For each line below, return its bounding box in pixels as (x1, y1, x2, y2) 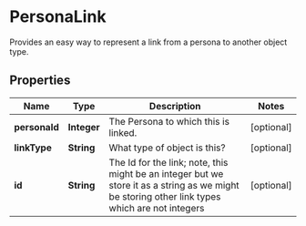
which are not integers (108, 201, 205, 214)
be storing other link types (108, 190, 221, 202)
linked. (108, 126, 138, 139)
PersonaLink (9, 6, 107, 27)
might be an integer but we (108, 167, 224, 180)
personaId (14, 120, 59, 133)
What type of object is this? (108, 141, 226, 154)
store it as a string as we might (108, 179, 240, 191)
